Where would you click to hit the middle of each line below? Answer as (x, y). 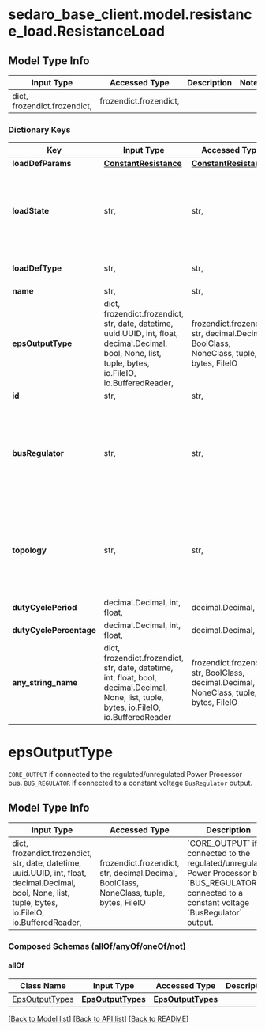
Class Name (43, 986)
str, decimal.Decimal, (138, 874)
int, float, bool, (130, 678)
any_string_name (45, 683)
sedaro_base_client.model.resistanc (130, 15)
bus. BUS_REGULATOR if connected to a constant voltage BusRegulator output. (131, 783)
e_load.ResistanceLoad (87, 31)
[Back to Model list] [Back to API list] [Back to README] (99, 1019)
